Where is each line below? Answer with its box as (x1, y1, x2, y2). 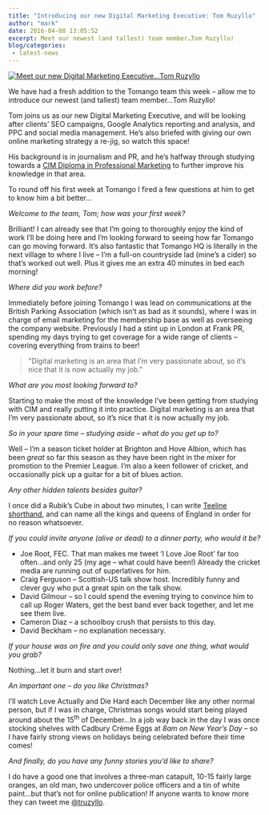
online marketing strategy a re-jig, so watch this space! (8, 137, 191, 145)
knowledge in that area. (8, 169, 86, 178)
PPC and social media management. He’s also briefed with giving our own (8, 128, 251, 137)
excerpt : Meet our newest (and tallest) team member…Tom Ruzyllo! (8, 34, 235, 43)
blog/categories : (8, 42, 66, 50)
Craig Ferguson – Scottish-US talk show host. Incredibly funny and (19, 575, 240, 584)
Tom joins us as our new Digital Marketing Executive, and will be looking (8, 111, 247, 120)
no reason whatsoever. (8, 518, 84, 527)
